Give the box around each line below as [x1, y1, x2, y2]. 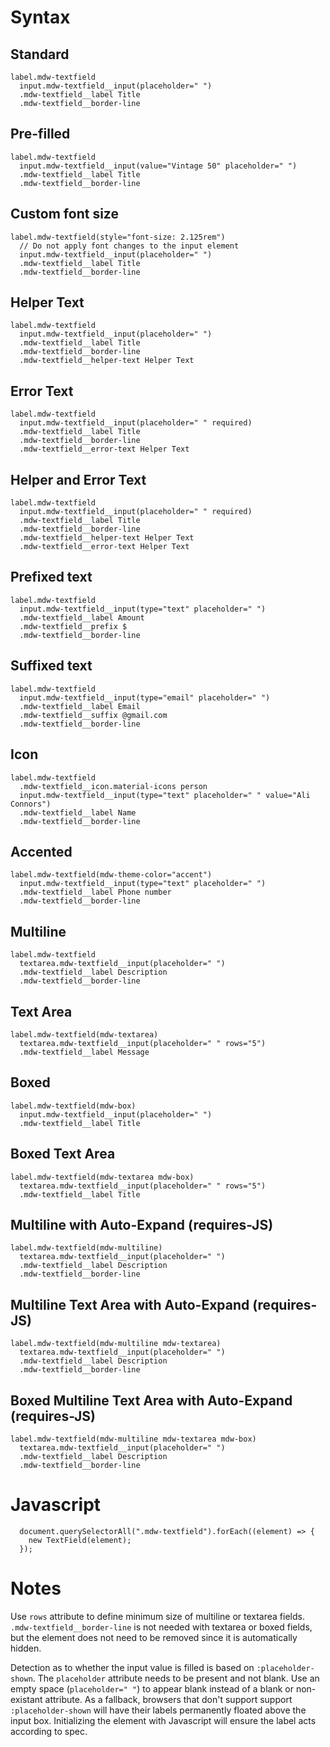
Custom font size [10, 206, 119, 223]
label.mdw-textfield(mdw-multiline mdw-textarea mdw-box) [10, 1434, 257, 1444]
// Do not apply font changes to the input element [19, 241, 240, 251]
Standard [10, 46, 70, 63]
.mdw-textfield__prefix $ [19, 621, 128, 631]
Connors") [10, 799, 52, 809]
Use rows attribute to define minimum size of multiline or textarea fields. [10, 1610, 305, 1622]
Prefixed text [10, 569, 93, 586]
